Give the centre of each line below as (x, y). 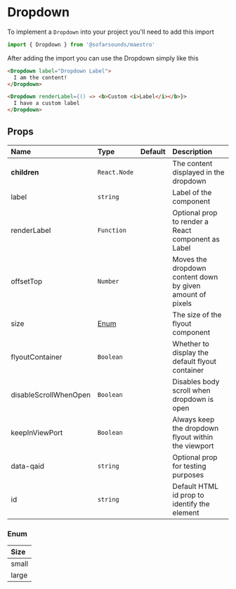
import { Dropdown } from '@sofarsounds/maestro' (81, 44)
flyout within (193, 437)
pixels (182, 303)
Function (112, 230)
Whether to (191, 343)
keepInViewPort (37, 432)
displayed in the (198, 172)
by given (187, 286)
